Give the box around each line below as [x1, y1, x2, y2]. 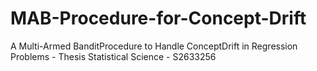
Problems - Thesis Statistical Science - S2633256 [10, 50, 217, 62]
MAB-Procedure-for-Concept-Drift [10, 7, 307, 30]
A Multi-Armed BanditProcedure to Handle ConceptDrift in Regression [10, 40, 298, 52]
